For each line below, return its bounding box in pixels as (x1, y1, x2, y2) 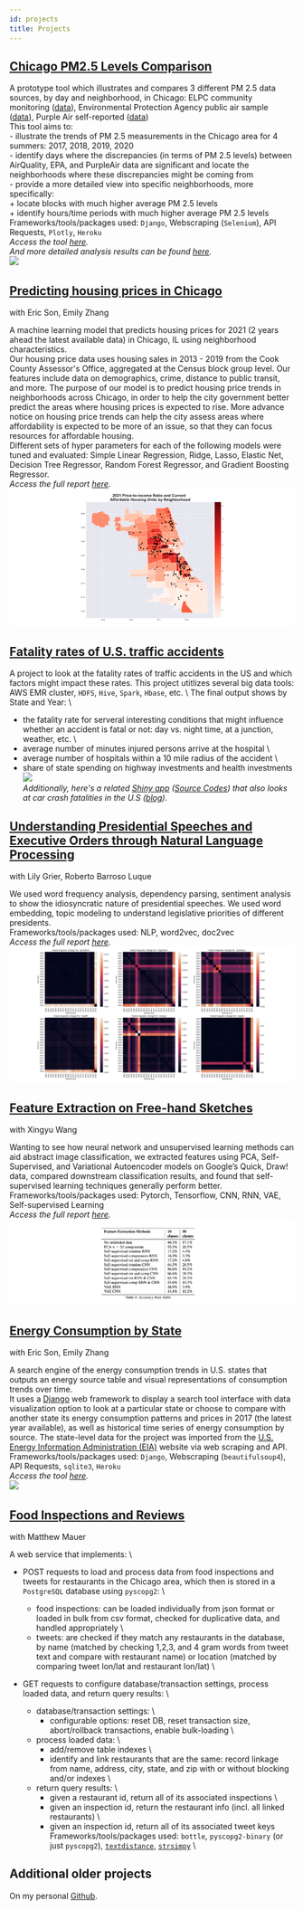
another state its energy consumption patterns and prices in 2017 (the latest (9, 1412, 292, 1424)
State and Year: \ (9, 697, 72, 708)
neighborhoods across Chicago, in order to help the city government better (9, 392, 289, 403)
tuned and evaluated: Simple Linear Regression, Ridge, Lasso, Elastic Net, (9, 450, 284, 461)
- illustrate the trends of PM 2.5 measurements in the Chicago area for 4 (9, 131, 279, 142)
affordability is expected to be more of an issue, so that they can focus (9, 421, 273, 432)
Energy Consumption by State (9, 1323, 183, 1338)
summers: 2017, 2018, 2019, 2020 (9, 140, 134, 151)
